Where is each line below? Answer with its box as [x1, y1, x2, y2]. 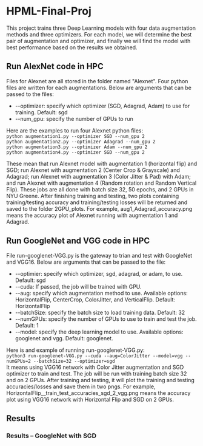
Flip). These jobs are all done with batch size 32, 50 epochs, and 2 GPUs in [6, 185, 194, 193]
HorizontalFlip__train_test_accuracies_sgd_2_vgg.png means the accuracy [6, 389, 191, 396]
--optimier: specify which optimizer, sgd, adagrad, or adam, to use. [15, 270, 183, 277]
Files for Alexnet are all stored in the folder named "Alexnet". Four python [6, 77, 188, 84]
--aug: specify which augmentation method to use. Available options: [15, 289, 188, 297]
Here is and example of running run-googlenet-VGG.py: [6, 346, 145, 354]
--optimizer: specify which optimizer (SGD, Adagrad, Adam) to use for [15, 102, 190, 109]
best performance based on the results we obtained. [6, 44, 138, 51]
